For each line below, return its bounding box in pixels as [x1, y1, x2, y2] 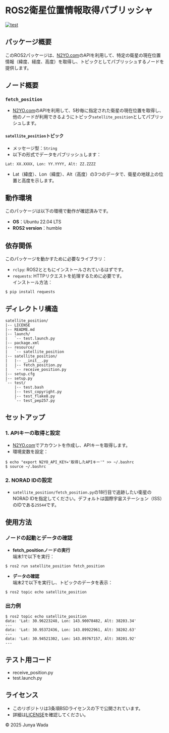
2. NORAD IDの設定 [5, 476, 52, 483]
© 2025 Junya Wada [5, 721, 49, 728]
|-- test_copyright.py [14, 389, 62, 395]
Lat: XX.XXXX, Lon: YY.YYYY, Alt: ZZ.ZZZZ [5, 161, 96, 166]
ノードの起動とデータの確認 [5, 535, 73, 542]
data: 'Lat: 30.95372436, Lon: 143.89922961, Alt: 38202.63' [5, 627, 137, 633]
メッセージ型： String [12, 145, 58, 151]
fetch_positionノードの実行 [12, 547, 71, 553]
